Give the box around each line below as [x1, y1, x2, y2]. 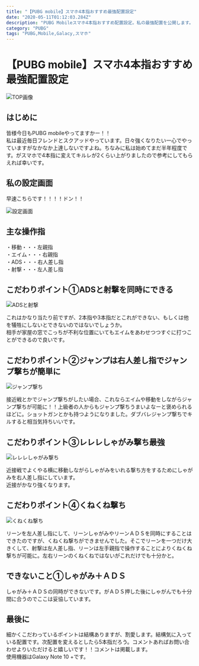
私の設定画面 [6, 178, 53, 188]
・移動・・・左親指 [6, 244, 53, 251]
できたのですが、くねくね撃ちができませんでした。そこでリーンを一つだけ [6, 537, 187, 544]
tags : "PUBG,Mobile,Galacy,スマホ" [6, 31, 91, 37]
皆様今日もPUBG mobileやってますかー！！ [6, 129, 111, 136]
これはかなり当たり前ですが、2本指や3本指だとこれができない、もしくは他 [6, 314, 189, 321]
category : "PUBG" [6, 25, 49, 31]
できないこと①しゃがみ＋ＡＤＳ [6, 571, 126, 581]
